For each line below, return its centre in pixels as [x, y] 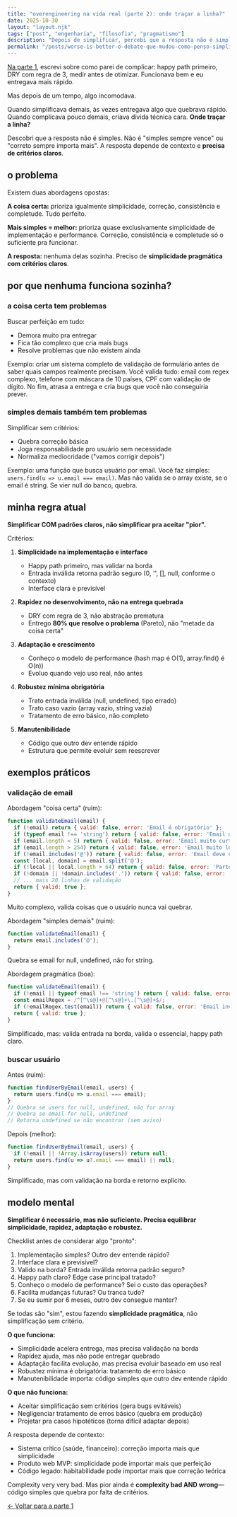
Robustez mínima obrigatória [61, 686]
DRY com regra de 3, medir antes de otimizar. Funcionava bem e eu [105, 74]
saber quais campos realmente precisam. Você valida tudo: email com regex [118, 371]
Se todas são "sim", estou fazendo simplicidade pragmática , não [102, 1313]
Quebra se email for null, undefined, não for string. [81, 960]
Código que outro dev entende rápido [83, 743]
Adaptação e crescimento [56, 644]
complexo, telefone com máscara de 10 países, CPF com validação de [109, 379]
